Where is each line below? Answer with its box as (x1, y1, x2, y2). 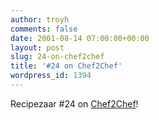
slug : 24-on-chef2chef (10, 52, 105, 62)
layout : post (10, 42, 65, 53)
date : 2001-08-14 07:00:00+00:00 (10, 33, 150, 43)
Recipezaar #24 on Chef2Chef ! (10, 97, 139, 110)
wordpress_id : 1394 (10, 71, 92, 81)
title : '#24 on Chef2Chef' (10, 61, 123, 71)
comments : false (10, 24, 78, 34)
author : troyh (10, 14, 70, 25)
